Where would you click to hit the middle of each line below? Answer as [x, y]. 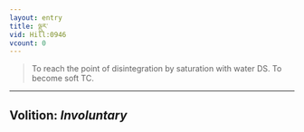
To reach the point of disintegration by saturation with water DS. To [157, 69]
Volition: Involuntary [68, 115]
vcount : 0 [28, 43]
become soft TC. [63, 79]
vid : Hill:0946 [38, 34]
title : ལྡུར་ [28, 26]
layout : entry [36, 18]
